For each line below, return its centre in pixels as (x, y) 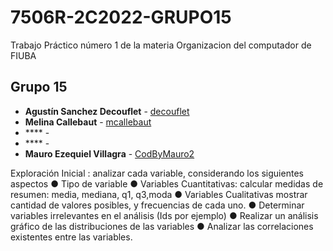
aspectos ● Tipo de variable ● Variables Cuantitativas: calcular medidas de (167, 183)
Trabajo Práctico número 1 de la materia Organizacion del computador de (161, 45)
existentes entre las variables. (71, 237)
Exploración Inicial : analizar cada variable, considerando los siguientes (157, 173)
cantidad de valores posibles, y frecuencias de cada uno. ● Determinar (157, 205)
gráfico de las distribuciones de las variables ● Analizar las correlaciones (162, 226)
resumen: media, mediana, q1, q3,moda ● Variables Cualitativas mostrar (159, 194)
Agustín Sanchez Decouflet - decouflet (107, 111)
